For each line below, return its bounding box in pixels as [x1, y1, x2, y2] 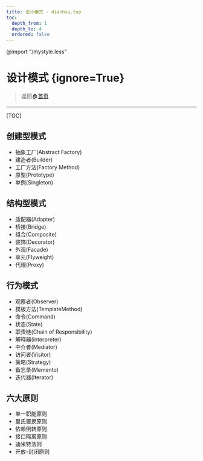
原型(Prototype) [14, 171, 54, 178]
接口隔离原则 [14, 433, 47, 440]
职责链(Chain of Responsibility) [14, 328, 92, 335]
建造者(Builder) [14, 156, 53, 163]
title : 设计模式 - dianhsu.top [6, 8, 82, 15]
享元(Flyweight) [14, 253, 54, 261]
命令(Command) [14, 313, 56, 320]
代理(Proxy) [14, 261, 44, 268]
